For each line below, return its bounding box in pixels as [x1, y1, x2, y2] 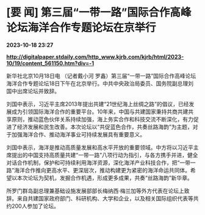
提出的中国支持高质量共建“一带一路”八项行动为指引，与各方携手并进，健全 [11, 151, 198, 158]
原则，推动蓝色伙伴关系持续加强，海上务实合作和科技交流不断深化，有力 [11, 115, 193, 122]
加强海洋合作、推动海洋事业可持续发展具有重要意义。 [11, 130, 145, 138]
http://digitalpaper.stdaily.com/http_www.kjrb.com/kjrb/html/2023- [6, 53, 184, 60]
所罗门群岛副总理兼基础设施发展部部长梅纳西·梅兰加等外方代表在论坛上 [6, 187, 185, 194]
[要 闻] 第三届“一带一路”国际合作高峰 [6, 5, 192, 19]
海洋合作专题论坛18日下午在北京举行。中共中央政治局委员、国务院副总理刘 [6, 80, 194, 87]
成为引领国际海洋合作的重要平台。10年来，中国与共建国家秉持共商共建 [11, 108, 189, 115]
